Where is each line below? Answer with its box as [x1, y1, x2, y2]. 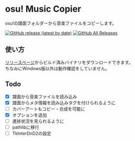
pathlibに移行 [12, 124, 39, 130]
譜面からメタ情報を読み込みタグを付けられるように [12, 99, 116, 106]
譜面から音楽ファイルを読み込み [12, 94, 77, 99]
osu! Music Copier [5, 3, 81, 15]
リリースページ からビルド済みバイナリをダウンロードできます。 [5, 59, 134, 65]
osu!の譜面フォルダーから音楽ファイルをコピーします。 [5, 20, 117, 26]
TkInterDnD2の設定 [12, 130, 52, 136]
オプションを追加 [12, 112, 47, 118]
